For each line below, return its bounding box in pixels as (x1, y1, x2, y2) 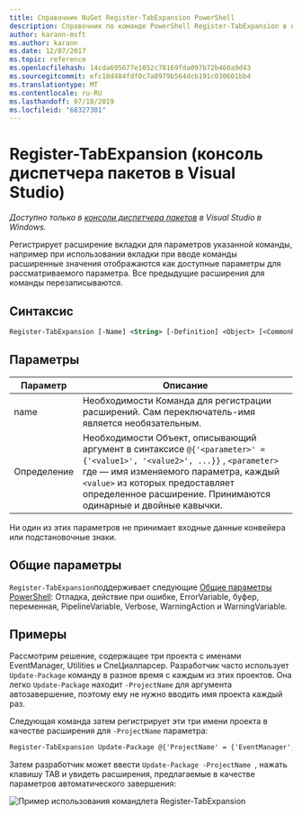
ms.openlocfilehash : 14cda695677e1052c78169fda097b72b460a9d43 (9, 64, 252, 73)
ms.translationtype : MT (9, 80, 99, 89)
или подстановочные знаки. (9, 531, 117, 542)
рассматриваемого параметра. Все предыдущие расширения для (9, 267, 265, 279)
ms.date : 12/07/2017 (9, 47, 87, 56)
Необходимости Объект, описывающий (82, 431, 257, 444)
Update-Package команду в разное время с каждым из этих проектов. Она (9, 670, 292, 681)
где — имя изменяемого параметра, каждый (82, 465, 280, 477)
